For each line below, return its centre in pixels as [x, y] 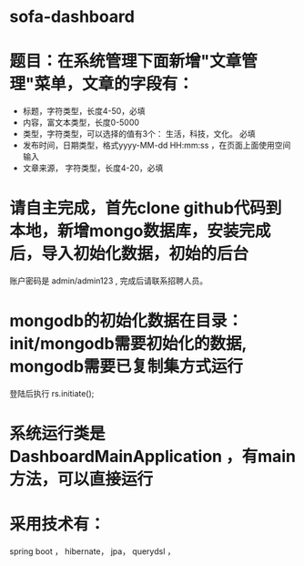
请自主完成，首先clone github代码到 [146, 208]
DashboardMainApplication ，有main [152, 457]
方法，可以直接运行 [81, 479]
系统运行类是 [58, 434]
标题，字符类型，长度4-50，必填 [84, 111]
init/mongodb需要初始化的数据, [128, 344]
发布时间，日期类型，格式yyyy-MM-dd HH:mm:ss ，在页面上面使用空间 [157, 145]
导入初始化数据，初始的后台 [145, 254]
